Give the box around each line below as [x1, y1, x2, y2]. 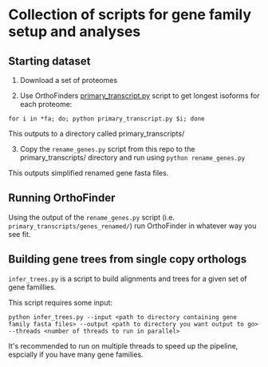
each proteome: [19, 100, 73, 109]
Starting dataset [8, 54, 91, 68]
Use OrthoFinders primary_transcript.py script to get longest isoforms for [19, 91, 260, 101]
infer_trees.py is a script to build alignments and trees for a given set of [8, 274, 247, 283]
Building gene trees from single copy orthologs [8, 253, 247, 266]
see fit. [8, 229, 31, 239]
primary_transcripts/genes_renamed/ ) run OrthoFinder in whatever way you [8, 221, 257, 231]
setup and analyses [8, 22, 141, 41]
